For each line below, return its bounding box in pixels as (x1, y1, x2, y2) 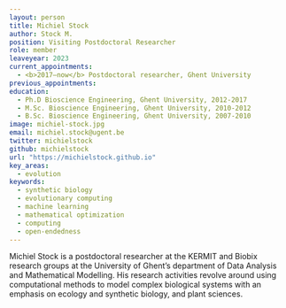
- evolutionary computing (17, 194, 113, 204)
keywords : (9, 178, 46, 187)
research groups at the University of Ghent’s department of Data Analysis (9, 260, 277, 271)
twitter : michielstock (9, 136, 93, 145)
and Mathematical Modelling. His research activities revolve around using (9, 270, 277, 281)
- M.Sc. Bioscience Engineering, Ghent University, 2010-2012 (17, 104, 251, 112)
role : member (9, 46, 58, 55)
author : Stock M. (9, 29, 73, 38)
